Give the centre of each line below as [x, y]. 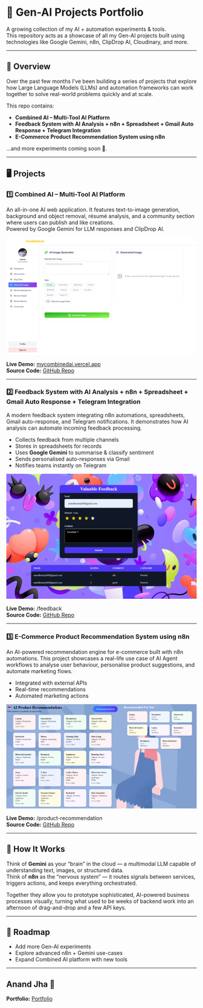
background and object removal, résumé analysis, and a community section [101, 216]
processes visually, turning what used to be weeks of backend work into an [100, 901]
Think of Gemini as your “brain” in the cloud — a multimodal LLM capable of [101, 864]
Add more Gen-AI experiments [53, 947]
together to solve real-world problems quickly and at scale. [80, 94]
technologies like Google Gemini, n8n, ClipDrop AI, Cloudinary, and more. [98, 42]
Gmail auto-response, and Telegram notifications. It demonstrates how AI [97, 421]
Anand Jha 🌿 [31, 984]
